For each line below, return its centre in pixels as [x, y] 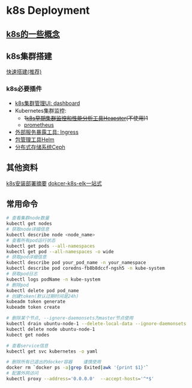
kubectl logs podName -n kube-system [53, 279]
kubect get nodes [28, 335]
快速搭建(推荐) [24, 72]
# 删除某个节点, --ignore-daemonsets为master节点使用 [70, 318]
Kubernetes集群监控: [40, 110]
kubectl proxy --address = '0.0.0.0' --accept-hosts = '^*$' [80, 379]
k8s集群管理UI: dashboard [47, 103]
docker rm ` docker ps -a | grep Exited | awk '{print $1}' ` [77, 368]
